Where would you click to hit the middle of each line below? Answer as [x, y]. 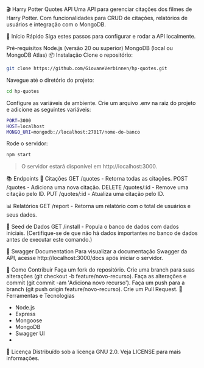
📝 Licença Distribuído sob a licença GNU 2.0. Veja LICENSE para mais [94, 352]
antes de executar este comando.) [49, 240]
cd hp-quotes [23, 91]
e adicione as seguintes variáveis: [49, 109]
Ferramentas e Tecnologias [40, 296]
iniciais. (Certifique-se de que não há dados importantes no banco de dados [102, 233]
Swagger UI [30, 334]
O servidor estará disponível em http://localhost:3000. [89, 167]
